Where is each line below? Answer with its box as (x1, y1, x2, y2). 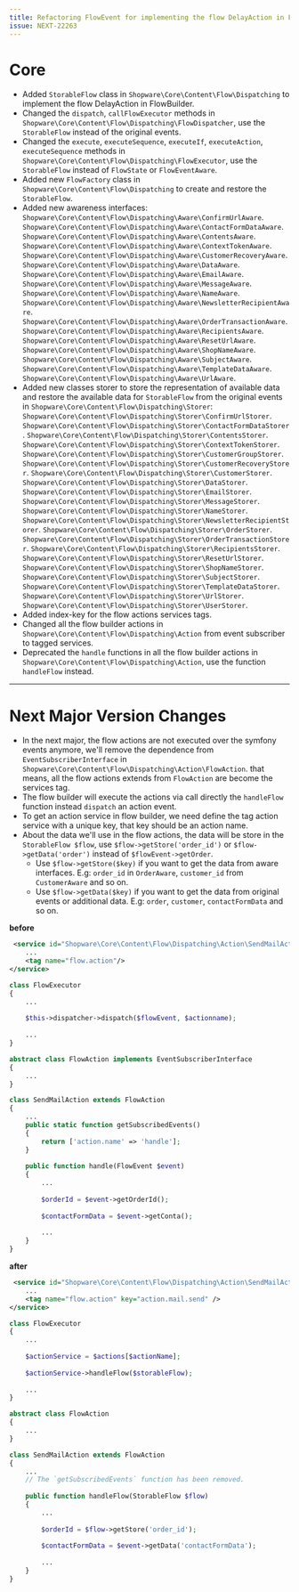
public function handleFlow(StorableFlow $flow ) (25, 1492, 209, 1501)
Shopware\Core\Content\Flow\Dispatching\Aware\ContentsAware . (21, 231, 256, 241)
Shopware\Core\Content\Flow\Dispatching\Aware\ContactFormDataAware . (21, 222, 285, 232)
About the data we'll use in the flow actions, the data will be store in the (21, 830, 285, 841)
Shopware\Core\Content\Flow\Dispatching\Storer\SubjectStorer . (21, 572, 261, 582)
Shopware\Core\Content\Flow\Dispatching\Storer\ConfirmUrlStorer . (21, 410, 272, 421)
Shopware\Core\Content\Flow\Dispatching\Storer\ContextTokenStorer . (21, 439, 280, 450)
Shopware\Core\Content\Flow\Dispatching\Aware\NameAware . (21, 288, 240, 298)
